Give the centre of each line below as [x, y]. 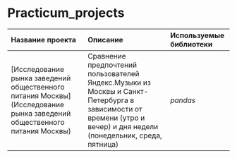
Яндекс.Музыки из [120, 83]
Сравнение [107, 56]
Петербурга [108, 100]
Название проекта [43, 39]
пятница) [103, 144]
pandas [183, 100]
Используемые [197, 35]
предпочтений [113, 65]
